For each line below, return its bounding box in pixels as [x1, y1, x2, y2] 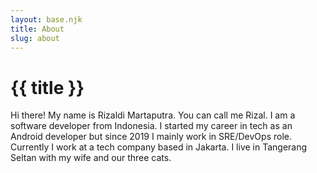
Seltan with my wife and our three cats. [10, 152, 172, 164]
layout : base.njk [10, 14, 83, 25]
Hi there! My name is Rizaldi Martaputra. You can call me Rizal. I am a [10, 109, 296, 121]
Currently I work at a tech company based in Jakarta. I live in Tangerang [10, 141, 308, 153]
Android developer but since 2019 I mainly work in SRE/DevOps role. [10, 131, 292, 143]
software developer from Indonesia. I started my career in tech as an [10, 120, 293, 132]
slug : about [10, 33, 60, 43]
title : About [10, 24, 65, 34]
